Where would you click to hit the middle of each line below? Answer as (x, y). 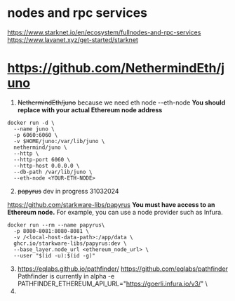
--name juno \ (34, 129)
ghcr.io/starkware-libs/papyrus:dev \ (70, 243)
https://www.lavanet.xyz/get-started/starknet (73, 39)
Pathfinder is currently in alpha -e (66, 276)
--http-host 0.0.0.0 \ (47, 166)
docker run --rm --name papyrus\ (56, 225)
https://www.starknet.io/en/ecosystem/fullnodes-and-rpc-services (104, 32)
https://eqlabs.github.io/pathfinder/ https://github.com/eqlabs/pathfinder (122, 269)
